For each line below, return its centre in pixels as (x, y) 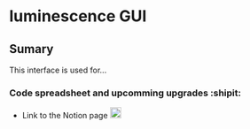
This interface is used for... (58, 70)
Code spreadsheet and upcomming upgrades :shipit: (125, 93)
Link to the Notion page (65, 116)
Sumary (31, 49)
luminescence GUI (78, 16)
